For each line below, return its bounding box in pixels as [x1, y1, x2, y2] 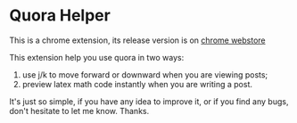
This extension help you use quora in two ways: [9, 52, 185, 62]
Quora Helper [9, 5, 111, 26]
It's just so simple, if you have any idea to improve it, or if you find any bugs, [9, 95, 289, 107]
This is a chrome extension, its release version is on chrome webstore [9, 35, 266, 45]
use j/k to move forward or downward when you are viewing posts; [21, 69, 268, 80]
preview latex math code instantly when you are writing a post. [21, 78, 252, 89]
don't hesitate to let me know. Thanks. [9, 105, 150, 116]
